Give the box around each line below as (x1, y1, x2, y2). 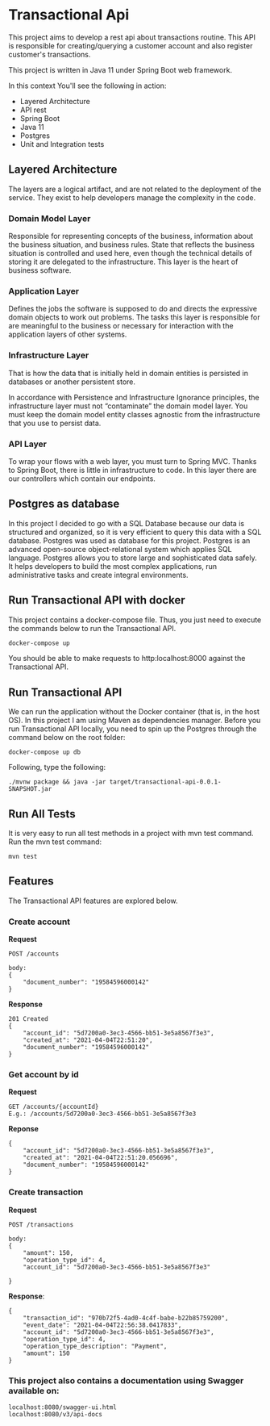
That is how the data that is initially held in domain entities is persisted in (8, 368, 248, 378)
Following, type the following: (8, 763, 106, 772)
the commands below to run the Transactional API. (8, 623, 177, 633)
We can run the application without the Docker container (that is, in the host (8, 707, 260, 717)
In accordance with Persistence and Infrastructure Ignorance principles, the (8, 392, 260, 402)
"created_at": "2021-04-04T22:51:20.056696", (23, 1154, 179, 1162)
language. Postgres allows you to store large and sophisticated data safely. (8, 553, 258, 562)
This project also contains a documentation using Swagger (8, 1374, 244, 1386)
